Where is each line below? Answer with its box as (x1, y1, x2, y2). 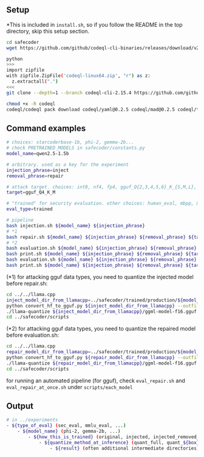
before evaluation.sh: (6, 331, 59, 339)
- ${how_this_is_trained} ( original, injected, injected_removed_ (28, 434, 200, 440)
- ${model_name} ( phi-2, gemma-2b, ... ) (17, 428, 121, 435)
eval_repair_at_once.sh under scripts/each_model (6, 383, 133, 391)
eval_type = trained (6, 206, 53, 212)
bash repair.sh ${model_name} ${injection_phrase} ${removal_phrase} (6, 234, 186, 240)
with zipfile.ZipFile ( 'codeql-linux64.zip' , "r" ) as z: (6, 73, 151, 79)
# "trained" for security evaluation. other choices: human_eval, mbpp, (6, 201, 194, 207)
